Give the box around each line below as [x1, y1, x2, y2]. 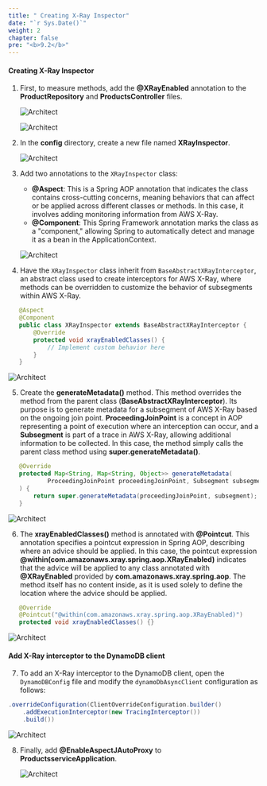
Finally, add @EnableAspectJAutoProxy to [19, 745, 162, 755]
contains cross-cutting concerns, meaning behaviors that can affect [31, 192, 255, 203]
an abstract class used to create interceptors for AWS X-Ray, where [19, 274, 242, 284]
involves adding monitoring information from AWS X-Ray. [31, 210, 219, 219]
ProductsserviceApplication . [19, 754, 118, 764]
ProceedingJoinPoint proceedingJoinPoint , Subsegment [47, 478, 229, 486]
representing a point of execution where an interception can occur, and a [19, 422, 259, 432]
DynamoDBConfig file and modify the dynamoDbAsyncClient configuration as [19, 677, 258, 687]
